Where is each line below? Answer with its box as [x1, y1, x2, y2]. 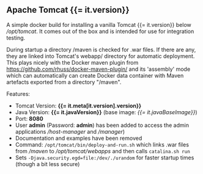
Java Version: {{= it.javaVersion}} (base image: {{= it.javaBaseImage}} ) [15, 108, 197, 115]
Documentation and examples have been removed [15, 134, 142, 142]
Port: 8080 [15, 115, 44, 122]
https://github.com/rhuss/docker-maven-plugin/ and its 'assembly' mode [6, 65, 191, 73]
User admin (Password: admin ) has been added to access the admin [15, 121, 190, 129]
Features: [6, 90, 31, 97]
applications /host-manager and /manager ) [15, 128, 125, 135]
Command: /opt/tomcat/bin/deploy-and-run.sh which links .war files [15, 140, 190, 148]
